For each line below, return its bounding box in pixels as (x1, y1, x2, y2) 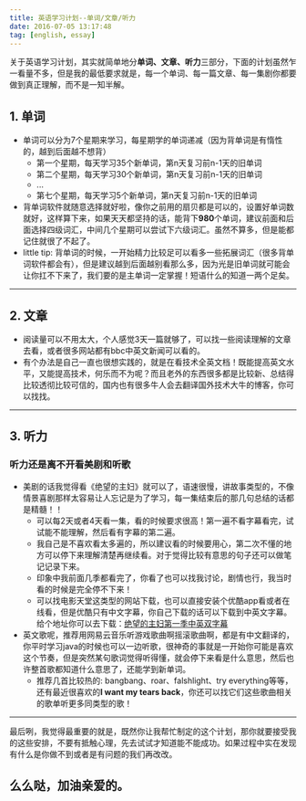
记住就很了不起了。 (22, 236, 96, 247)
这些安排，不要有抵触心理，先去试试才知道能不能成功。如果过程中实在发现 (16, 737, 297, 748)
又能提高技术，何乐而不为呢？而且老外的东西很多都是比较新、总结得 (38, 368, 294, 379)
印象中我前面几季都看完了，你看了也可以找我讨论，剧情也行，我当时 (36, 572, 292, 583)
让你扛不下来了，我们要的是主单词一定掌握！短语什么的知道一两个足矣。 (22, 270, 294, 281)
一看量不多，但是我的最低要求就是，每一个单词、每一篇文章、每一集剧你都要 (9, 68, 297, 79)
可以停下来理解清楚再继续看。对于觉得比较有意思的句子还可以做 (44, 549, 284, 560)
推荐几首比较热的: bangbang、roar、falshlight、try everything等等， (36, 675, 293, 686)
